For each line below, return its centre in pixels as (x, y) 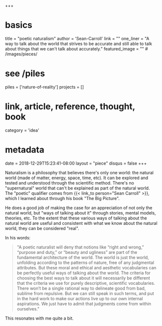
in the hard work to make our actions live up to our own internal (80, 298)
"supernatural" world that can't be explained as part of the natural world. (77, 188)
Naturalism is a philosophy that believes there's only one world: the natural (79, 172)
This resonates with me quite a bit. (39, 318)
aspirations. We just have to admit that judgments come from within (84, 304)
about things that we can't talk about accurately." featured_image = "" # (77, 48)
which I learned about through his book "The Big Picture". (62, 198)
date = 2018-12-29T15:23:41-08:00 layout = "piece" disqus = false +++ (76, 163)
